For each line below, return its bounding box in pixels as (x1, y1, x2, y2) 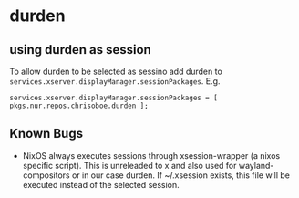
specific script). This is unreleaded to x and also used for (22, 160, 237, 171)
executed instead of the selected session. (22, 179, 180, 190)
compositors (22, 170, 70, 181)
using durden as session (9, 42, 152, 57)
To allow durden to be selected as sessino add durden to (9, 66, 223, 77)
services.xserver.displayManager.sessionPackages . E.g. (9, 76, 221, 87)
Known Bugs (9, 126, 84, 141)
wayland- (238, 160, 274, 171)
